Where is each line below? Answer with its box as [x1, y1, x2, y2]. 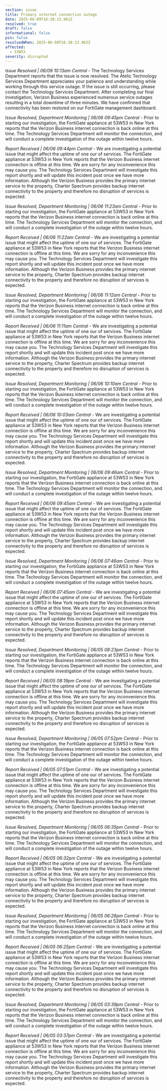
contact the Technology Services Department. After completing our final [5, 89, 154, 95]
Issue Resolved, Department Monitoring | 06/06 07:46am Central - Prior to [5, 558, 159, 564]
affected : [5, 45, 26, 50]
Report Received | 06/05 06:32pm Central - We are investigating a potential [5, 855, 161, 861]
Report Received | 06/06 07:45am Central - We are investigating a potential [5, 589, 161, 595]
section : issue [5, 7, 37, 13]
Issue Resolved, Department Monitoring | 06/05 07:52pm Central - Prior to [5, 736, 158, 742]
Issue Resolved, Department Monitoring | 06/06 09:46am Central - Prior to [5, 469, 159, 475]
